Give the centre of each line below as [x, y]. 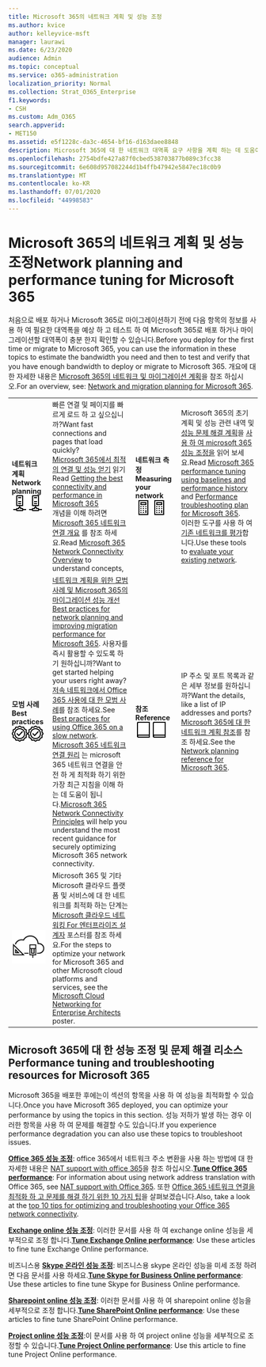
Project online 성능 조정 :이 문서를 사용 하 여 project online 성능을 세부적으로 [127, 1336]
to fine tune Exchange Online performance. [78, 1249]
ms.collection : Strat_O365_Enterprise [72, 92]
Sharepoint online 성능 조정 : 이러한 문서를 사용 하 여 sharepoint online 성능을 [130, 1301]
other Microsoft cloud [87, 970]
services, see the [80, 987]
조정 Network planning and [96, 263]
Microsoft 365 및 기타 [87, 875]
